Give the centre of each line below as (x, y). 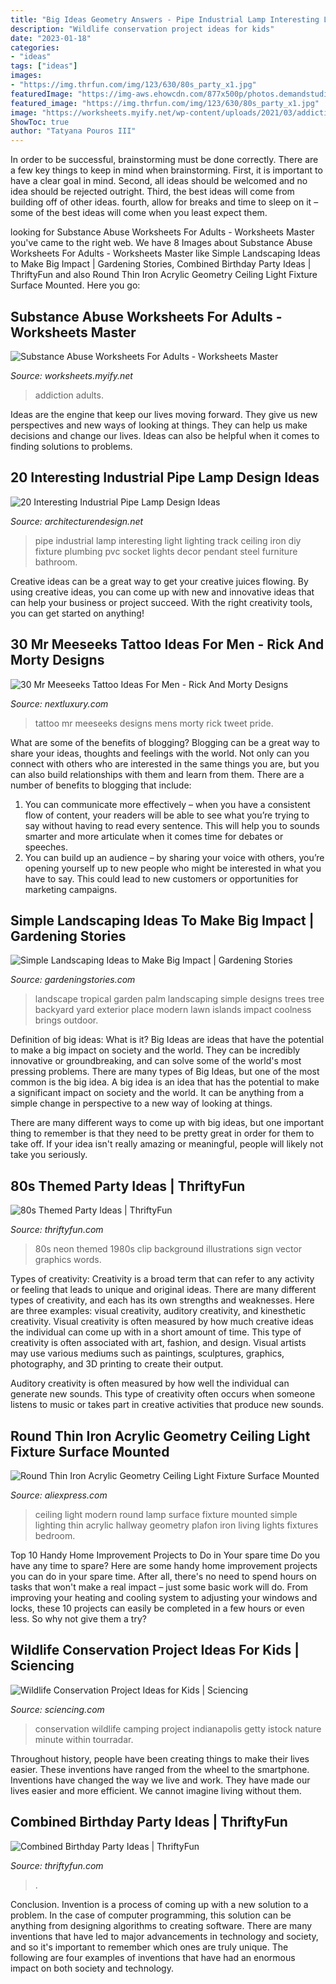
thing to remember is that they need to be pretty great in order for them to (162, 1133)
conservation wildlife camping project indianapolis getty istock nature (178, 1728)
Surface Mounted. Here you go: (75, 285)
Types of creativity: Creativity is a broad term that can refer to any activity (162, 1279)
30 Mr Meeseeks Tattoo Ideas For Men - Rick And (167, 644)
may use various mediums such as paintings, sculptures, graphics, (147, 1353)
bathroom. (56, 562)
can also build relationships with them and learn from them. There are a (157, 774)
